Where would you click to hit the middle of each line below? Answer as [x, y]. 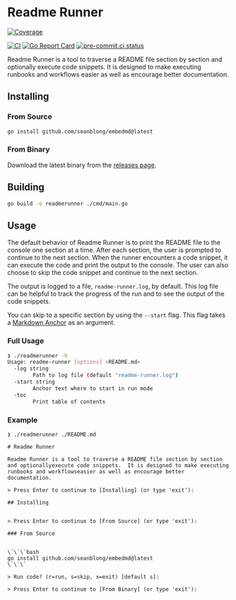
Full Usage [26, 341]
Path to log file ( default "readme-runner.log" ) [106, 376]
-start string [34, 382]
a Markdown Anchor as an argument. [61, 323]
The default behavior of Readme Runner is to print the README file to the [114, 243]
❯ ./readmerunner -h [38, 356]
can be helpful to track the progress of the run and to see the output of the [116, 294]
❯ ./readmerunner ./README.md [52, 434]
